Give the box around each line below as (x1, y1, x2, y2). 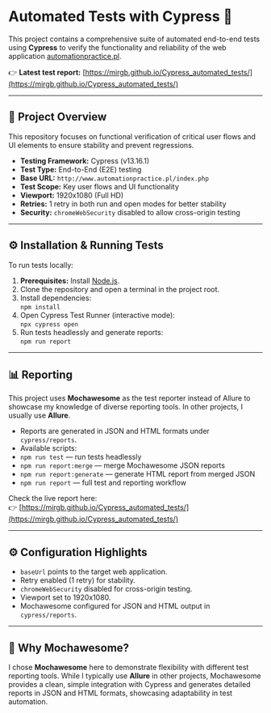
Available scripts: (19, 444, 77, 453)
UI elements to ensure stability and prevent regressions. (8, 140, 194, 150)
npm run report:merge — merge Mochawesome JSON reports (19, 460, 226, 470)
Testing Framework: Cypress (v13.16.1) (19, 155, 150, 165)
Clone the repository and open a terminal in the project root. (19, 284, 220, 294)
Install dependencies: (19, 293, 92, 303)
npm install (19, 303, 60, 311)
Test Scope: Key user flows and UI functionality (19, 181, 180, 191)
